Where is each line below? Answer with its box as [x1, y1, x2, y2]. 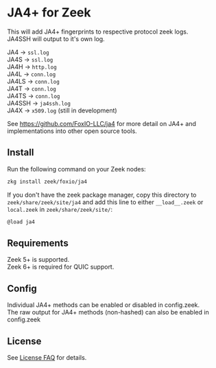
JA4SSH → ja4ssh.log [7, 99, 71, 107]
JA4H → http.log [7, 62, 57, 71]
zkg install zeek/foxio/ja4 [7, 178, 88, 185]
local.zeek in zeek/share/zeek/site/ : [7, 205, 113, 213]
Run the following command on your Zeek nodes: [7, 164, 146, 173]
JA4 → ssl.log [7, 48, 49, 56]
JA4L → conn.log [7, 70, 56, 78]
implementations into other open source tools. [7, 127, 137, 135]
